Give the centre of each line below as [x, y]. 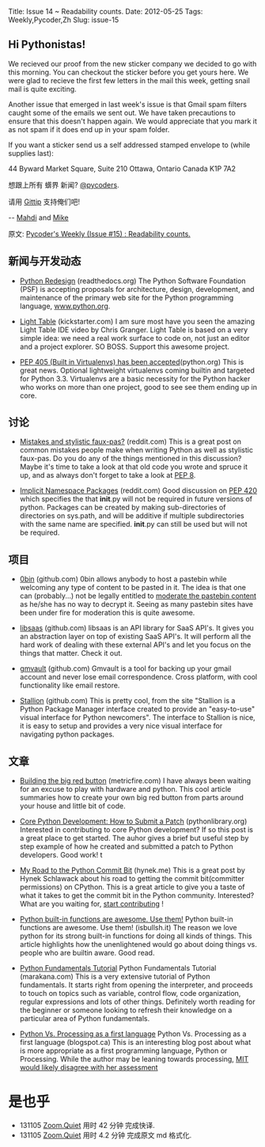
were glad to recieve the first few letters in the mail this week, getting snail [129, 80]
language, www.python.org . [65, 306]
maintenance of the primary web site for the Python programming [127, 297]
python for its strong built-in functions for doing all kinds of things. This [136, 936]
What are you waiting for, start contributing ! [92, 904]
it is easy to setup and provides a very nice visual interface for [121, 726]
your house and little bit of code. [72, 806]
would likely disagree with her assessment [89, 1068]
